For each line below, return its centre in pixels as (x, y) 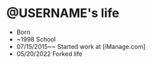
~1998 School (36, 39)
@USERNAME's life (63, 13)
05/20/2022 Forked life (50, 54)
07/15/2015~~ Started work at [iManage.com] (81, 46)
